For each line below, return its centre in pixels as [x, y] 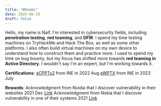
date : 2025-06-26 [23, 14]
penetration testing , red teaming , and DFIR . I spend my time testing [74, 38]
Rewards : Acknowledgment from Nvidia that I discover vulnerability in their [80, 88]
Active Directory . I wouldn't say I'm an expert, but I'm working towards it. [79, 64]
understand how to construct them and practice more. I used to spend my [79, 53]
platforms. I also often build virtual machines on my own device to [71, 48]
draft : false [18, 19]
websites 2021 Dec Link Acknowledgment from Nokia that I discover [74, 93]
